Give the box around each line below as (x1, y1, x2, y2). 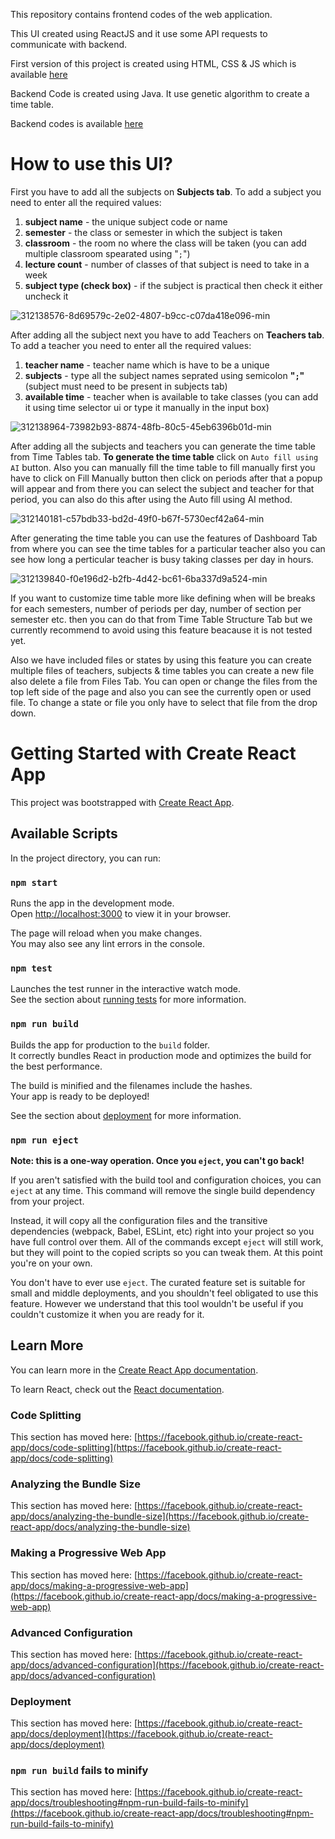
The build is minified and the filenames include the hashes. (10, 1079, 253, 1091)
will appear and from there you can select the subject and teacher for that (10, 482, 315, 494)
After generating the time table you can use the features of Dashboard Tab (10, 532, 318, 544)
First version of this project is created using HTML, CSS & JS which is (10, 58, 297, 69)
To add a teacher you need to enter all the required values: (10, 339, 252, 351)
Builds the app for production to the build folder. (10, 1039, 211, 1051)
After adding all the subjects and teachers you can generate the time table (10, 440, 316, 452)
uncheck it (24, 290, 69, 302)
